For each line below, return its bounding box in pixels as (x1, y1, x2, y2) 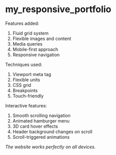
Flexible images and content (12, 35, 72, 42)
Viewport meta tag (12, 71, 51, 77)
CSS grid (12, 82, 31, 88)
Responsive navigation (12, 52, 60, 58)
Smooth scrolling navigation (12, 112, 71, 119)
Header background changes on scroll (12, 128, 93, 135)
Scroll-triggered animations (12, 134, 70, 140)
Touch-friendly (12, 93, 44, 99)
